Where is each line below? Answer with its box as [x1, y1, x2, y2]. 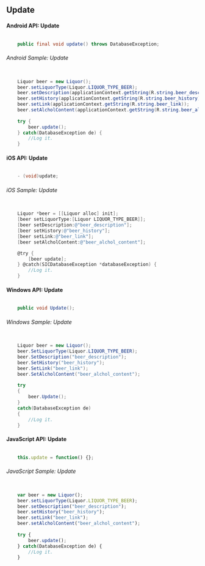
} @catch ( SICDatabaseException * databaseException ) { [17, 261, 157, 268]
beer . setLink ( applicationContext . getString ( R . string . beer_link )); [17, 101, 190, 108]
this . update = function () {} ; [17, 454, 95, 461]
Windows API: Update [6, 286, 63, 293]
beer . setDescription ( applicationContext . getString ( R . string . [17, 90, 176, 96]
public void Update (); [17, 305, 75, 311]
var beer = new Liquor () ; [17, 492, 84, 498]
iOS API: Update [6, 154, 48, 162]
